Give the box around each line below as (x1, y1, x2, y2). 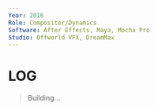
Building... (27, 93, 61, 103)
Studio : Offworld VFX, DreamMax (8, 33, 115, 42)
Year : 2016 (8, 11, 44, 20)
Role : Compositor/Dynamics (8, 19, 97, 27)
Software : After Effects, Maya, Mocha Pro (8, 26, 150, 34)
